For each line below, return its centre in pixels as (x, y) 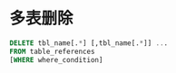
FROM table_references (52, 51)
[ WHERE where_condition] (56, 59)
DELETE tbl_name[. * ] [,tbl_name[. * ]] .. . (89, 43)
